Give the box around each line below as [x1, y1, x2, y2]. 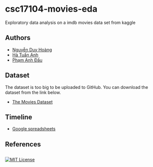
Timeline [5, 113, 33, 121]
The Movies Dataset [12, 99, 53, 104]
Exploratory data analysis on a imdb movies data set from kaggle [5, 20, 136, 25]
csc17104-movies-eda [5, 3, 98, 15]
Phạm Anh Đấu [12, 57, 43, 63]
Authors [5, 34, 31, 42]
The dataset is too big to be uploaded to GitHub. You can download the [5, 84, 148, 90]
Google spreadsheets [12, 126, 56, 132]
